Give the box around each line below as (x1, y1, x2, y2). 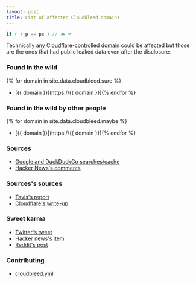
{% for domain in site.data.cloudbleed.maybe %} (6, 117, 128, 124)
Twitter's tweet (14, 228, 52, 235)
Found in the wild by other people (6, 104, 106, 112)
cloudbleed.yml (14, 270, 54, 278)
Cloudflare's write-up (14, 200, 68, 207)
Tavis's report (14, 193, 49, 200)
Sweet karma (6, 215, 46, 223)
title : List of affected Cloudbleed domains (6, 14, 120, 21)
